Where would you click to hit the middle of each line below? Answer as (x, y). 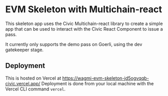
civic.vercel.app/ (23, 83)
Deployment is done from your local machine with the (98, 83)
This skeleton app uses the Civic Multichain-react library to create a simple (84, 23)
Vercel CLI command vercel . (35, 89)
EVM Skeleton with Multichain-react (84, 9)
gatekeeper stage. (25, 50)
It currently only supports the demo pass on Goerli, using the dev (74, 44)
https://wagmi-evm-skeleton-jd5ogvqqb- (105, 78)
